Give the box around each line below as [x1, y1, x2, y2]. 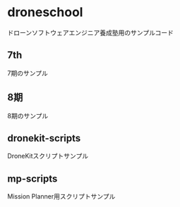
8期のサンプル [7, 111, 49, 120]
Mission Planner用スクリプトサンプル [7, 192, 116, 201]
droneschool [7, 4, 83, 20]
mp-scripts [7, 172, 58, 184]
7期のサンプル [7, 68, 48, 77]
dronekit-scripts [7, 132, 81, 144]
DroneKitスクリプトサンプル [7, 152, 89, 161]
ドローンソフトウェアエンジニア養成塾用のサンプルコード [7, 28, 174, 37]
